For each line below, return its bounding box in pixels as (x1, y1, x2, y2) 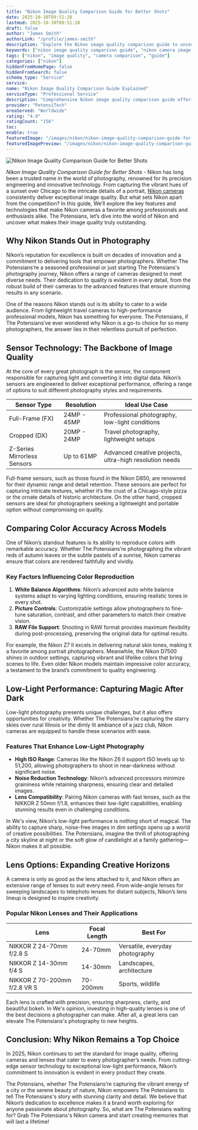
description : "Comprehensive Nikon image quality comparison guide (6, 96, 176, 102)
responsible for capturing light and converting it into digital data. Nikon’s (6, 374, 181, 382)
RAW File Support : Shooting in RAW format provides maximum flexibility (14, 624, 191, 631)
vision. (14, 618, 31, 625)
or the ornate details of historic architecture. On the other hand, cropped (6, 493, 182, 501)
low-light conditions (104, 418, 160, 427)
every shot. (14, 599, 42, 606)
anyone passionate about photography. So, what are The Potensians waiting (6, 1106, 192, 1113)
